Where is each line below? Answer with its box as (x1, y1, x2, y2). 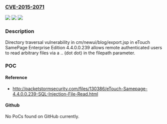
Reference (5, 75, 27, 81)
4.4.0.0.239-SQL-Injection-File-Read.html (12, 91, 98, 97)
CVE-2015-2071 (5, 3, 45, 10)
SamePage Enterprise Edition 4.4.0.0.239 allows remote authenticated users (5, 44, 162, 50)
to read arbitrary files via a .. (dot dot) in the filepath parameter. (5, 50, 135, 56)
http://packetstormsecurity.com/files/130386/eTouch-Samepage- (12, 86, 148, 92)
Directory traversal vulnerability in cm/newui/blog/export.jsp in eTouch (5, 39, 150, 45)
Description (5, 28, 34, 35)
